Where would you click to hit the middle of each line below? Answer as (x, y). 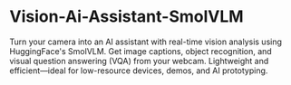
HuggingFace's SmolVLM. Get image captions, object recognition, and (141, 51)
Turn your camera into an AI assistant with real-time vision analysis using (146, 42)
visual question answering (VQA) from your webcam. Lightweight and (139, 61)
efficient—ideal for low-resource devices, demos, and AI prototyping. (139, 71)
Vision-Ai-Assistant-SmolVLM (126, 17)
